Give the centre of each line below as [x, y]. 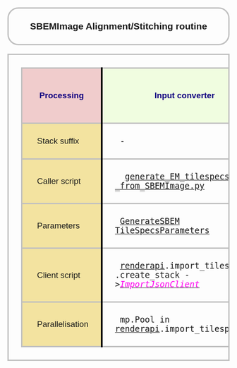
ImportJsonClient [159, 285]
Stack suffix [58, 141]
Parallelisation [63, 324]
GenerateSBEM [150, 221]
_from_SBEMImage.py [160, 186]
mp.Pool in [145, 320]
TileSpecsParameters [162, 231]
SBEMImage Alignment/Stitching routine [119, 26]
